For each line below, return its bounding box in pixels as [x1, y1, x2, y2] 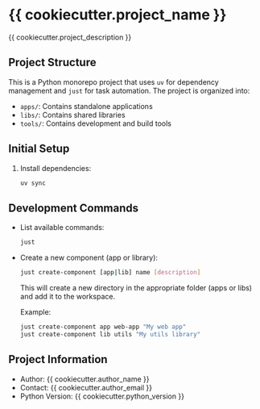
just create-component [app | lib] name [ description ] [19, 269, 201, 277]
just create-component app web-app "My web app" [19, 323, 187, 331]
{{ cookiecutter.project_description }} [8, 32, 132, 42]
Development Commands [8, 201, 139, 215]
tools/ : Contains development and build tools [19, 119, 171, 128]
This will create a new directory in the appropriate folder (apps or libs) [19, 283, 252, 292]
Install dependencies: [19, 163, 92, 173]
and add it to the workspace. [19, 292, 115, 301]
